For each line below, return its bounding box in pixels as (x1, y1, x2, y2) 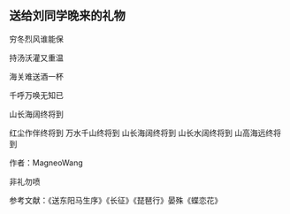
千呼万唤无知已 (9, 89, 64, 100)
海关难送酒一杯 (9, 71, 64, 81)
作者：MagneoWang (9, 157, 84, 168)
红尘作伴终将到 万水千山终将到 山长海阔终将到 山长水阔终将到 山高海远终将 (9, 127, 281, 138)
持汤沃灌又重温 (9, 52, 64, 63)
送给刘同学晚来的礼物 (9, 8, 126, 24)
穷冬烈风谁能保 (9, 34, 64, 44)
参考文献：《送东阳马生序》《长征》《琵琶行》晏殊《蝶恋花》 (9, 195, 223, 205)
